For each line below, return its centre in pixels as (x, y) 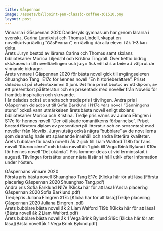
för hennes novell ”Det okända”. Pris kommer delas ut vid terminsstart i (76, 152)
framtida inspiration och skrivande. (40, 95)
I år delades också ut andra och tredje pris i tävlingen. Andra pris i (71, 100)
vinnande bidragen (24, 69)
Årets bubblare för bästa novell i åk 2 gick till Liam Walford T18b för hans (78, 142)
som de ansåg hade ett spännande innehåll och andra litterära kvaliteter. (78, 136)
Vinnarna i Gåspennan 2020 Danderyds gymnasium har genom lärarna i (77, 33)
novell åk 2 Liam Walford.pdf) (48, 213)
